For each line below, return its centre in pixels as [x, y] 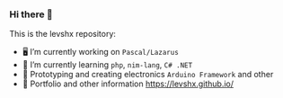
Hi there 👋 [31, 14]
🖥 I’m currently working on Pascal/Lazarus [101, 52]
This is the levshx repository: [63, 34]
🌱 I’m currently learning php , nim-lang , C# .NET [107, 65]
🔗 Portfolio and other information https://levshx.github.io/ [128, 84]
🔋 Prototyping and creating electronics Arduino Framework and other [148, 75]
